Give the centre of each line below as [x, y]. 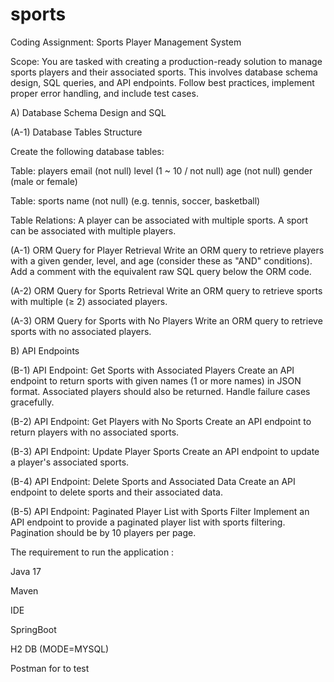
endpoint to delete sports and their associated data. [117, 492]
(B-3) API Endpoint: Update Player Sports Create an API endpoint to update [165, 451]
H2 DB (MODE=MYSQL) [60, 649]
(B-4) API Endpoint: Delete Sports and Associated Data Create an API [153, 481]
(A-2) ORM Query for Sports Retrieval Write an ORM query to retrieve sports [166, 290]
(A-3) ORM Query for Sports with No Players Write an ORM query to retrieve [166, 320]
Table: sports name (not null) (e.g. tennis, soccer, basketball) [135, 200]
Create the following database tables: [87, 151]
